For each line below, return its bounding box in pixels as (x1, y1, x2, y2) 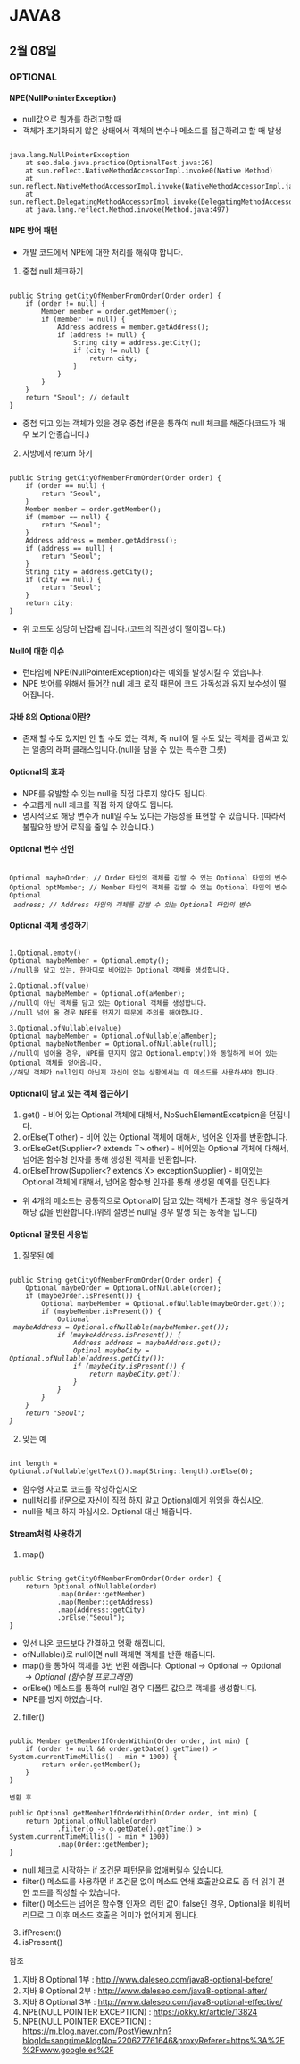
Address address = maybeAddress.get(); (72, 1338, 221, 1348)
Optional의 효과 (9, 766, 65, 777)
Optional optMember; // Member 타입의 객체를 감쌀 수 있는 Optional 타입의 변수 (9, 882, 287, 892)
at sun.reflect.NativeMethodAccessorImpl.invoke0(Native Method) (25, 166, 274, 175)
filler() (21, 1711, 45, 1722)
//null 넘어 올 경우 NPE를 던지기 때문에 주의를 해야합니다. (9, 1007, 204, 1017)
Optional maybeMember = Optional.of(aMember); (9, 989, 186, 998)
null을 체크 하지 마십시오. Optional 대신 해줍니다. (21, 1506, 193, 1517)
